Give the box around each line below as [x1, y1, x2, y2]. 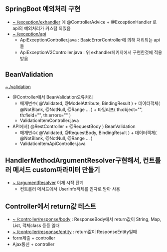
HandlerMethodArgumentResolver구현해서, [5, 156, 142, 165]
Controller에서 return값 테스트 [5, 202, 96, 210]
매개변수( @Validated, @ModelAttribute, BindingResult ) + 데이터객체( [19, 100, 161, 106]
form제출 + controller [12, 235, 56, 241]
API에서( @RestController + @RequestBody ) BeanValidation [12, 123, 136, 129]
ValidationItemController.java [19, 117, 79, 123]
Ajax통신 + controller [12, 241, 55, 247]
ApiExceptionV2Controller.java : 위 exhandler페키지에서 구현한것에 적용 [19, 49, 163, 55]
